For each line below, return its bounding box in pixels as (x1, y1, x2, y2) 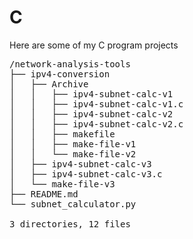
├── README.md (9, 188, 79, 200)
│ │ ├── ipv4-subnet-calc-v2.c (9, 118, 184, 130)
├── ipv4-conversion (9, 68, 111, 80)
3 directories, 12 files (9, 218, 131, 230)
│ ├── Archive (9, 78, 89, 90)
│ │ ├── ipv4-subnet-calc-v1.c (9, 98, 184, 110)
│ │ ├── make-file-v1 (9, 138, 137, 150)
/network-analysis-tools (9, 58, 131, 70)
